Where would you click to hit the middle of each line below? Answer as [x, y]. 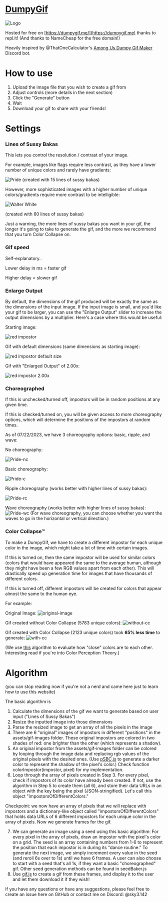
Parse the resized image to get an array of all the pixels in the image [82, 727]
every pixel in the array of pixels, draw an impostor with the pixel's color [86, 837]
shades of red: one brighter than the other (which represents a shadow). [87, 743]
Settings [23, 129]
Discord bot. [18, 53]
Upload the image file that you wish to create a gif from [69, 87]
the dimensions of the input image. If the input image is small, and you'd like [83, 306]
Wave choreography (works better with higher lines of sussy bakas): [75, 508]
